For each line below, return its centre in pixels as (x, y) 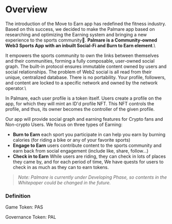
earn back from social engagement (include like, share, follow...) (81, 151)
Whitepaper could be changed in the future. (64, 182)
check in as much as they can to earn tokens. (61, 167)
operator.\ (16, 88)
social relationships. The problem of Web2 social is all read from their (79, 72)
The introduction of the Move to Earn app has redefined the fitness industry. (86, 24)
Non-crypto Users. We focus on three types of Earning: (64, 124)
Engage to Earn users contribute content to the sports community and (87, 145)
